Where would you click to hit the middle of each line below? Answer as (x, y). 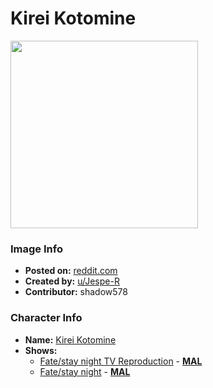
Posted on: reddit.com (71, 271)
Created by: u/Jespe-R (72, 281)
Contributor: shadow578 (76, 292)
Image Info (36, 249)
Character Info (46, 318)
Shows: (41, 350)
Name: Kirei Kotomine (70, 339)
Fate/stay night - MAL (85, 371)
